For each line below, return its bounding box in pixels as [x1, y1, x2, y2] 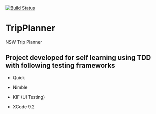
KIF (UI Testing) [12, 94, 45, 100]
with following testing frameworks [5, 61, 115, 70]
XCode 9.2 [12, 103, 35, 110]
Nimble [12, 84, 28, 90]
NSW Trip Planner [5, 39, 42, 45]
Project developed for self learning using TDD [5, 53, 151, 62]
